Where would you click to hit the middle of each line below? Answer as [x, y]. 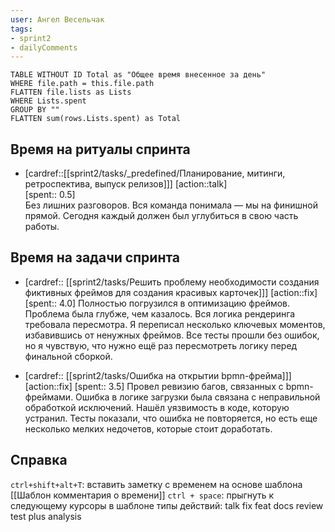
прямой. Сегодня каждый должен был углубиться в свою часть [161, 216]
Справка [39, 460]
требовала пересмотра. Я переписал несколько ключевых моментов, [175, 324]
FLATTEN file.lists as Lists [71, 92]
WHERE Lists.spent [48, 101]
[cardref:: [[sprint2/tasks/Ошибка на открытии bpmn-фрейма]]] [158, 375]
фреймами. [49, 397]
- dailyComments [44, 47]
